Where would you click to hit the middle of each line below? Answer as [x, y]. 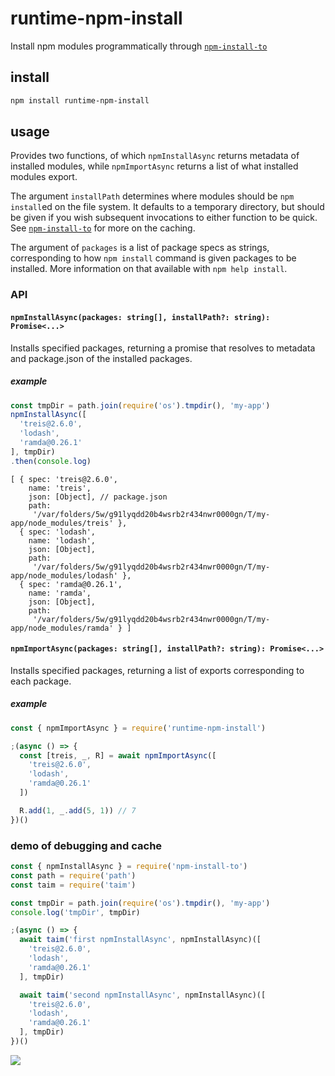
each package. [41, 681]
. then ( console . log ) [51, 461]
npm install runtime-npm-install [80, 100]
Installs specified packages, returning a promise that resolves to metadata [163, 348]
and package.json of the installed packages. [101, 358]
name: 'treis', [60, 488]
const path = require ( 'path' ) [73, 875]
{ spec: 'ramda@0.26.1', [71, 584]
